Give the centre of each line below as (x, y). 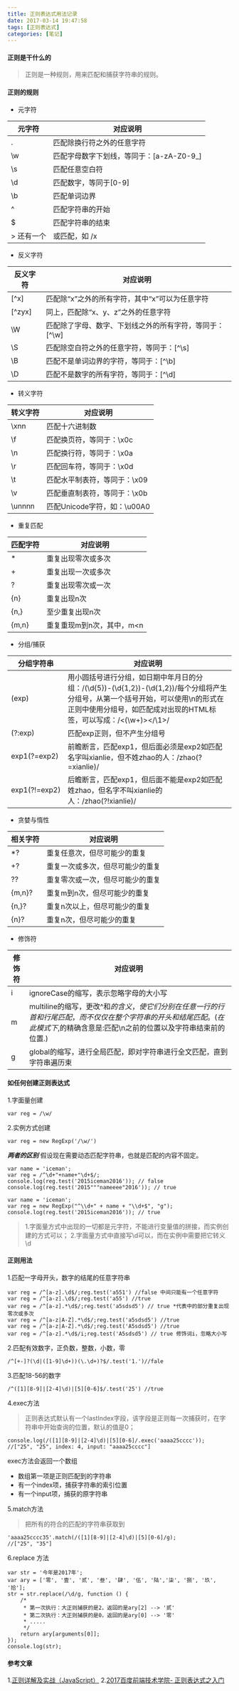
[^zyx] (21, 312)
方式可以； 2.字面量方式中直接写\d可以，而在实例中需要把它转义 (131, 1235)
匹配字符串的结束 (81, 223)
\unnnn (23, 506)
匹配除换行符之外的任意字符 (99, 142)
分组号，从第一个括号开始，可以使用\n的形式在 (145, 698)
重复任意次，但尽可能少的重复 (97, 853)
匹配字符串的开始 (81, 209)
